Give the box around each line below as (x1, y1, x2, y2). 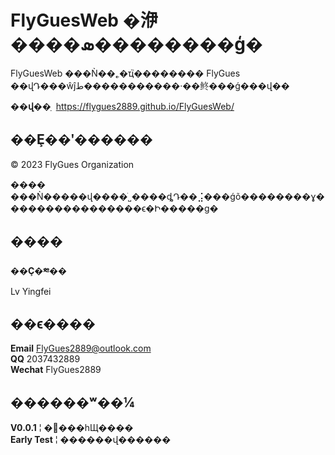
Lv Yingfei (10, 285, 52, 297)
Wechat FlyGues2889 (10, 364, 102, 376)
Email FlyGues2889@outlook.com (10, 342, 152, 355)
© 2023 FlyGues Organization (10, 158, 135, 170)
